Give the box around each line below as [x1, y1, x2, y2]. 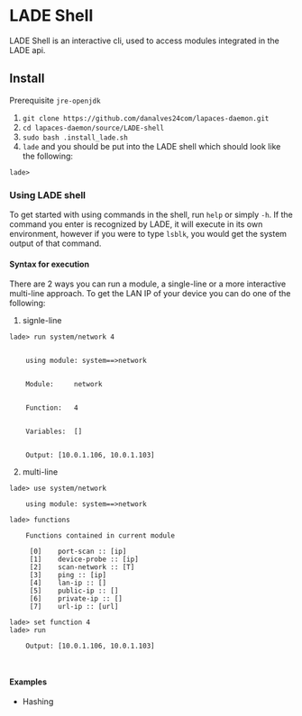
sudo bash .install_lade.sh [22, 132, 128, 142]
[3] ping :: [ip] [29, 571, 106, 580]
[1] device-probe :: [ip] [29, 555, 140, 564]
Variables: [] [25, 427, 83, 437]
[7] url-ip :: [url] [29, 603, 119, 612]
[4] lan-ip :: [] [29, 578, 106, 588]
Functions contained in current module [25, 531, 176, 540]
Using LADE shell [9, 188, 87, 201]
